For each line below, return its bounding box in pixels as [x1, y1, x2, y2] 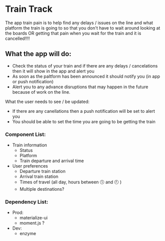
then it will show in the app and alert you [12, 68, 95, 74]
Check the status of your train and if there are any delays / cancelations [12, 63, 158, 69]
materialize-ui [19, 215, 48, 221]
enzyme [19, 231, 36, 237]
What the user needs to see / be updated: [5, 99, 90, 104]
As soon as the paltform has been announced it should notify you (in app [12, 73, 160, 79]
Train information [12, 142, 47, 148]
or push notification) [12, 78, 54, 84]
